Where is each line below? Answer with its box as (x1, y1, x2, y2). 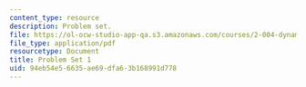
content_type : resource (9, 13, 100, 23)
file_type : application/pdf (9, 38, 117, 48)
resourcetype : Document (9, 47, 100, 56)
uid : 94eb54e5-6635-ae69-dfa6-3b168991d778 (9, 64, 178, 73)
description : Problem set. (9, 22, 112, 31)
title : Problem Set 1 (9, 55, 92, 64)
